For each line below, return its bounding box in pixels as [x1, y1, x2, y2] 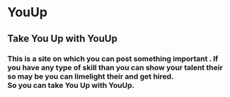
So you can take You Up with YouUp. [7, 80, 134, 90]
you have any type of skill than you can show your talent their [7, 62, 223, 72]
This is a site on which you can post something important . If [7, 54, 219, 64]
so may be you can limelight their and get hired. [7, 72, 174, 81]
